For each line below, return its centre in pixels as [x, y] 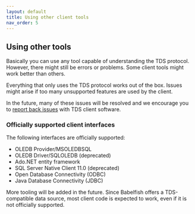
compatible [20, 199]
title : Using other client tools [48, 17]
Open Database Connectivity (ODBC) [60, 174]
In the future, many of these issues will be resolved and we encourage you [97, 103]
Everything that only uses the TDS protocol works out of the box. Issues [94, 85]
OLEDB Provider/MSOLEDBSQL [53, 149]
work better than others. [36, 74]
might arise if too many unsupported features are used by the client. [89, 92]
